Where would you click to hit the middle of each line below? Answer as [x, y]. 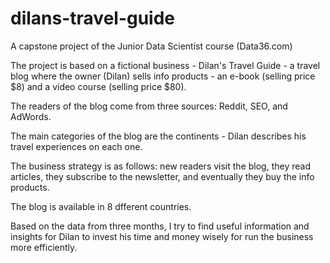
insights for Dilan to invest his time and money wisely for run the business [162, 236]
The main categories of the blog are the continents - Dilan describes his [158, 136]
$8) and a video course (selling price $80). [98, 86]
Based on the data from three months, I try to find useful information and [160, 226]
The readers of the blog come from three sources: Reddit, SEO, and [149, 106]
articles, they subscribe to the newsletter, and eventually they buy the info [162, 176]
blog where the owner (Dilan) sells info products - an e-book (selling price [163, 76]
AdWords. [31, 116]
